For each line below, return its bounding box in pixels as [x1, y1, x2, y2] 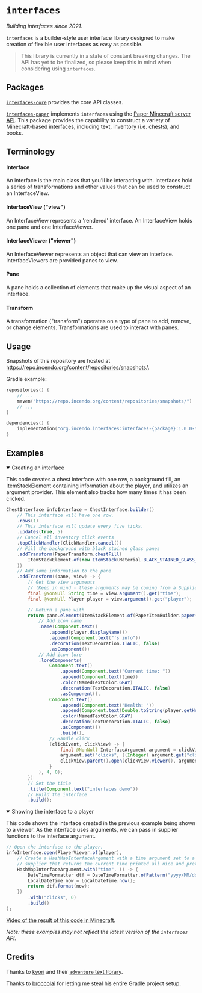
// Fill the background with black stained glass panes [17, 545, 161, 552]
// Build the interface [28, 791, 87, 797]
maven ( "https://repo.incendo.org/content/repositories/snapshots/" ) [17, 398, 192, 404]
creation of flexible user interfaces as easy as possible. [6, 40, 143, 48]
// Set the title [28, 780, 71, 787]
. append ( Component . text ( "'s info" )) [49, 635, 141, 641]
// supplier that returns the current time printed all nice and [17, 861, 185, 867]
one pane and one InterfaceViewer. [6, 223, 93, 230]
